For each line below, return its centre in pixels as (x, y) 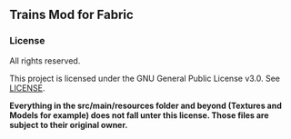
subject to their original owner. (69, 124)
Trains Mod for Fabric (71, 15)
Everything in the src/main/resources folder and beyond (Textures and (145, 105)
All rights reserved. (45, 60)
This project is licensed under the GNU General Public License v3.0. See (145, 78)
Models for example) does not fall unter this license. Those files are (139, 115)
